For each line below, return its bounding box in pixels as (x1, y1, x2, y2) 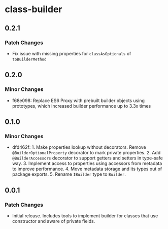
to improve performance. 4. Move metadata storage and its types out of (12, 166, 162, 172)
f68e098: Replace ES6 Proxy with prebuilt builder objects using (12, 97, 145, 104)
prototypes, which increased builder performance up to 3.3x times (12, 103, 151, 109)
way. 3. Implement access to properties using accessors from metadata (12, 160, 162, 167)
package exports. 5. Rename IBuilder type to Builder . (12, 171, 126, 177)
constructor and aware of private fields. (12, 218, 95, 224)
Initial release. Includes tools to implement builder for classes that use (12, 212, 158, 219)
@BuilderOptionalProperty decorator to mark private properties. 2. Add (12, 150, 161, 156)
